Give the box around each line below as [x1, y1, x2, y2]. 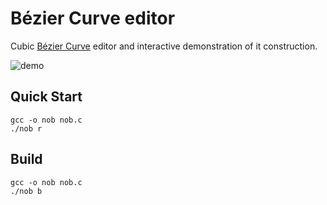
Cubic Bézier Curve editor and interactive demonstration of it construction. [10, 40, 318, 52]
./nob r [10, 123, 43, 134]
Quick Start [10, 88, 83, 106]
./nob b [10, 186, 43, 196]
